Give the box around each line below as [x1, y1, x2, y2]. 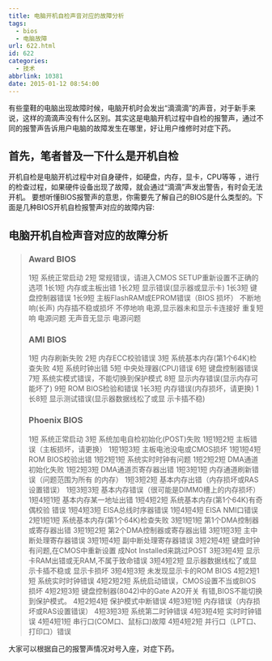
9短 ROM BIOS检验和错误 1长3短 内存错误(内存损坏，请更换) [53, 384, 254, 394]
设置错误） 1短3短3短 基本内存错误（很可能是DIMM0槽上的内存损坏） [28, 484, 261, 494]
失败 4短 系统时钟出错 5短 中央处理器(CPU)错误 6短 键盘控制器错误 [35, 364, 259, 373]
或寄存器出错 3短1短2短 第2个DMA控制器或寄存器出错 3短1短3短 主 [28, 525, 251, 535]
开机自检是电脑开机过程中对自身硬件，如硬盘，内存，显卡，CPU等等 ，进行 [8, 172, 260, 182]
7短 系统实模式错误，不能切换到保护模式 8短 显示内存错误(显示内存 [28, 373, 252, 383]
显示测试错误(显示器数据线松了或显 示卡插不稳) [49, 394, 206, 403]
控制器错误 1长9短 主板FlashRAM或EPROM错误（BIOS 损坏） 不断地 [35, 293, 261, 302]
